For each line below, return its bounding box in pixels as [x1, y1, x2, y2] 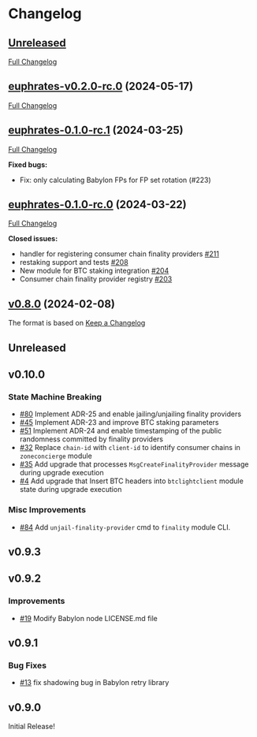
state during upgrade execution [19, 485, 122, 494]
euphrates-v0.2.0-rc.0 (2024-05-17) [8, 80, 194, 93]
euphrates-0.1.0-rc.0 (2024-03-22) [8, 198, 187, 211]
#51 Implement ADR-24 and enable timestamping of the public [19, 426, 222, 436]
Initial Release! [8, 722, 55, 731]
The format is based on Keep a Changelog [8, 318, 146, 328]
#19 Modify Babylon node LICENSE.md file [19, 613, 158, 623]
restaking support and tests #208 [19, 258, 128, 267]
